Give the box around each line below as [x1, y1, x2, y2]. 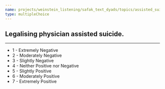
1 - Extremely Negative [12, 47, 58, 53]
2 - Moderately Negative [12, 52, 62, 59]
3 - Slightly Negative [12, 58, 54, 64]
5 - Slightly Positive [12, 68, 52, 74]
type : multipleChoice [5, 12, 50, 17]
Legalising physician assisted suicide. [5, 30, 124, 38]
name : [5, 7, 16, 12]
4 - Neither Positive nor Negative [12, 63, 79, 69]
